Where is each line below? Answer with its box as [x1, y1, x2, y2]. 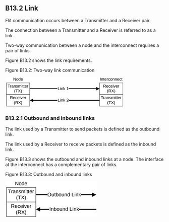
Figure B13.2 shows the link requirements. [5, 57, 92, 63]
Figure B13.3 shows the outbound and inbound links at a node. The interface [5, 156, 164, 163]
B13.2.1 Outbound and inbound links [5, 114, 95, 121]
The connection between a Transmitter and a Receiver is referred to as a [5, 27, 156, 33]
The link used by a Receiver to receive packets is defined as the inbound [5, 141, 156, 147]
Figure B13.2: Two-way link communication [5, 67, 95, 73]
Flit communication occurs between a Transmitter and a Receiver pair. [5, 17, 151, 23]
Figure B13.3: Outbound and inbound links [5, 171, 92, 178]
